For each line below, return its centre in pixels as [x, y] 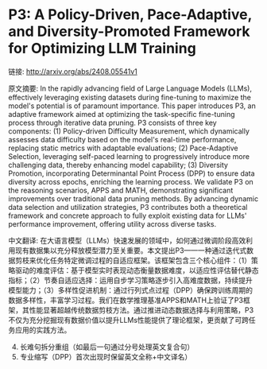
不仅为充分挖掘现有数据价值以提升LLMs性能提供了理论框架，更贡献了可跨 [128, 320]
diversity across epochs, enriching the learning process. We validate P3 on [131, 181]
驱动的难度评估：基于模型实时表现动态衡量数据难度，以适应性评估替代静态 [137, 270]
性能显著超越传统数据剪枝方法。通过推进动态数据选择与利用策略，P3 [141, 310]
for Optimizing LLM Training [102, 49]
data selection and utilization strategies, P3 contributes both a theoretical [128, 207]
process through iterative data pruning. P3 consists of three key [112, 122]
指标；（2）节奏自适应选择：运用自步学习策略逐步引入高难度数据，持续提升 [130, 280]
